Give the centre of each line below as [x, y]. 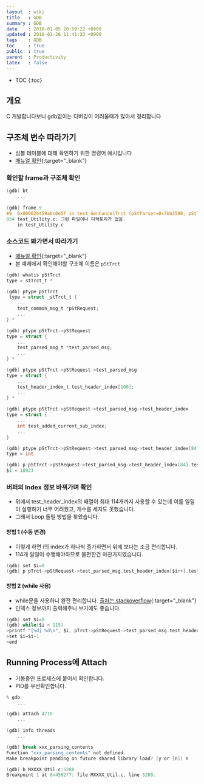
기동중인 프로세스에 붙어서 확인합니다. [60, 678]
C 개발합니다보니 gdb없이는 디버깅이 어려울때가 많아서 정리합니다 [84, 117]
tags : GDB [24, 40]
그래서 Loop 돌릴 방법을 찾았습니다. [57, 517]
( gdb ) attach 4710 [29, 714]
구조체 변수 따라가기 [41, 137]
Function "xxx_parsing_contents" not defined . [66, 753]
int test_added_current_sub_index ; [62, 426]
